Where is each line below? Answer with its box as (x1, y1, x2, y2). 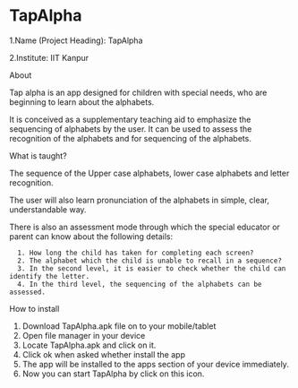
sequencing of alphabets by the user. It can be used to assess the (9, 123, 252, 134)
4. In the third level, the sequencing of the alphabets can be (17, 280, 262, 289)
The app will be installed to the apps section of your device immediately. (21, 358, 289, 369)
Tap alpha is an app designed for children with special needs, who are (9, 87, 268, 98)
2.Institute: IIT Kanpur (9, 52, 89, 63)
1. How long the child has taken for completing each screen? (17, 248, 254, 257)
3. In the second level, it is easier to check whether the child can (17, 263, 286, 273)
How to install (9, 303, 60, 314)
